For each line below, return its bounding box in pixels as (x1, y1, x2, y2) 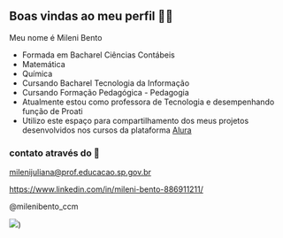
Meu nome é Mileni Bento (9, 32, 103, 42)
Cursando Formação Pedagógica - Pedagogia (21, 87, 190, 97)
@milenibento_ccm (9, 201, 79, 212)
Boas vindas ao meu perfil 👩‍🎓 (9, 9, 174, 24)
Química (21, 68, 53, 79)
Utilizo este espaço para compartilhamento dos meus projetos (21, 115, 249, 126)
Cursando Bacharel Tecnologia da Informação (21, 77, 190, 88)
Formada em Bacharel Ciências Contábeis (21, 50, 175, 60)
